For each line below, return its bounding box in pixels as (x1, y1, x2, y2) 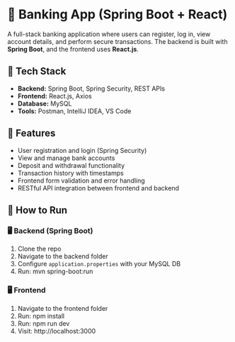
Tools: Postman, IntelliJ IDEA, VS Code (17, 106, 132, 115)
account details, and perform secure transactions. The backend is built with (7, 37, 228, 45)
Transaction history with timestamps (17, 169, 124, 177)
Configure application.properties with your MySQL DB (17, 260, 181, 268)
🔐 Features (7, 127, 56, 139)
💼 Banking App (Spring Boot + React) (7, 6, 228, 23)
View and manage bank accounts (17, 154, 115, 162)
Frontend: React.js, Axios (17, 91, 92, 100)
